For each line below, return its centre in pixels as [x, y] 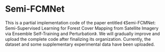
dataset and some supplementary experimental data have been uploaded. [80, 44]
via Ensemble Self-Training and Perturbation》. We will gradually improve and [82, 34]
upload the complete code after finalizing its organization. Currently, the [78, 39]
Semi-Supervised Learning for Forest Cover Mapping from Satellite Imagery [82, 28]
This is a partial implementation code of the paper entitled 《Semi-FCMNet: [81, 22]
